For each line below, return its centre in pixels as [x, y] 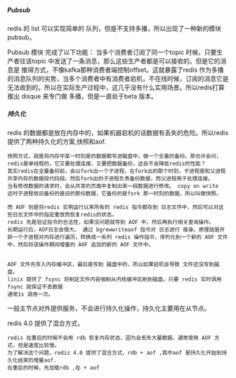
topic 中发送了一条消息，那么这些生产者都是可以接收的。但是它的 [126, 61]
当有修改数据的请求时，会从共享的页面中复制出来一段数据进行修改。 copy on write [113, 186]
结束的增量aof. [37, 360]
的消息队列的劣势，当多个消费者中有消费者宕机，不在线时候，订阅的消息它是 [118, 78]
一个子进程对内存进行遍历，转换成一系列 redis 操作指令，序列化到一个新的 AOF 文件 [120, 237]
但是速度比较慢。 [38, 345]
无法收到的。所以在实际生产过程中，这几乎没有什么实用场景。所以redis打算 [116, 87]
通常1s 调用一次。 [31, 294]
